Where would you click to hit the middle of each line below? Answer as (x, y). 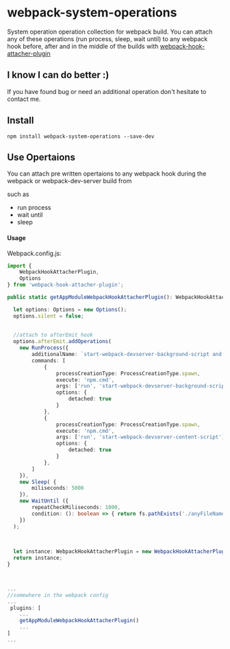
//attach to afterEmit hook (53, 335)
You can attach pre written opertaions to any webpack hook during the (107, 174)
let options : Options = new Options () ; (70, 309)
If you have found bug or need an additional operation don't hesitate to (107, 91)
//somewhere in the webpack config (58, 595)
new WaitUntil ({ (44, 501)
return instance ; (38, 558)
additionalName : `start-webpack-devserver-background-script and (127, 355)
